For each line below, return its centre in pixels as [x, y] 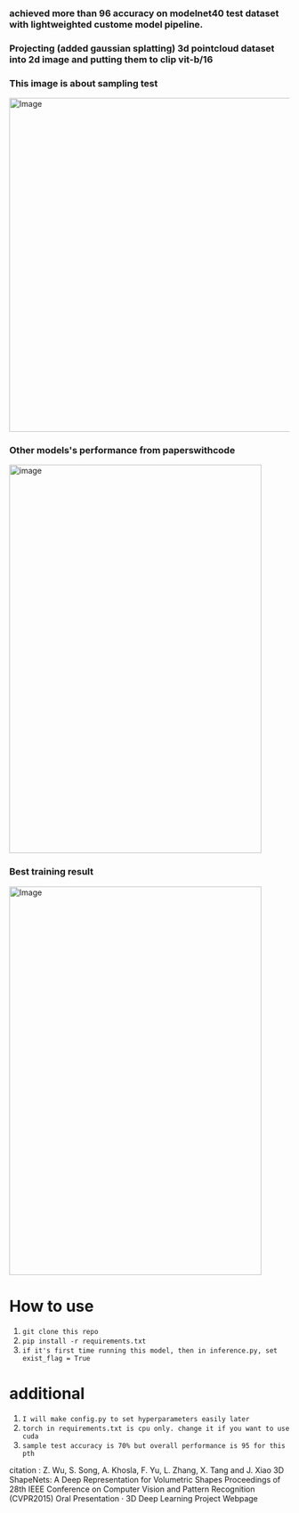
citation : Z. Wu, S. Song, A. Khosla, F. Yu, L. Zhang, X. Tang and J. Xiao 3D [147, 1470]
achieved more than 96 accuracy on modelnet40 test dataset [144, 13]
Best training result [51, 872]
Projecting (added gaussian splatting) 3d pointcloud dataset [142, 48]
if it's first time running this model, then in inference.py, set [149, 1350]
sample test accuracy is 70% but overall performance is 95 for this [154, 1445]
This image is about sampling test [84, 83]
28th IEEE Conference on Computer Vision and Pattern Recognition [132, 1489]
